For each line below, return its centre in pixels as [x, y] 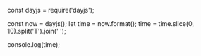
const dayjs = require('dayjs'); [51, 10]
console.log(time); [34, 44]
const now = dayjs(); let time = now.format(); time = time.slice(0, [100, 23]
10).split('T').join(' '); [37, 31]
